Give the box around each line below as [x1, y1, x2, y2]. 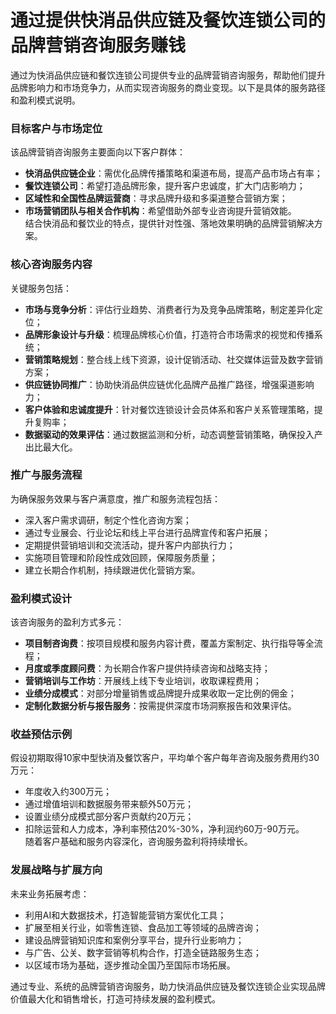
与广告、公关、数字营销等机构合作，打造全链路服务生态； [24, 946, 262, 958]
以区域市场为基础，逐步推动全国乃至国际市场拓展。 [24, 959, 236, 971]
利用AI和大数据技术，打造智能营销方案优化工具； [24, 909, 227, 921]
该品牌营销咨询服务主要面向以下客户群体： [10, 146, 186, 158]
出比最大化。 [24, 441, 78, 453]
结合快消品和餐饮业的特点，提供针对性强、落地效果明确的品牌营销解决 [24, 217, 315, 230]
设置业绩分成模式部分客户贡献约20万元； [24, 811, 195, 823]
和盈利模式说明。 [10, 94, 81, 106]
